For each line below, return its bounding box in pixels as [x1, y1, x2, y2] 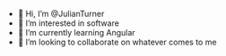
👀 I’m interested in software [17, 18, 119, 28]
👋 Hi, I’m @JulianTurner [17, 9, 105, 19]
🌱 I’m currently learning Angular [17, 28, 136, 37]
